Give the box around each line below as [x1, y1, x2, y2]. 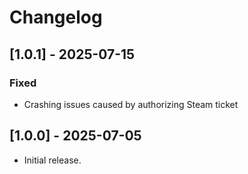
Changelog [9, 6, 103, 29]
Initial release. [23, 154, 82, 166]
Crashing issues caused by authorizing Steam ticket [23, 98, 239, 110]
